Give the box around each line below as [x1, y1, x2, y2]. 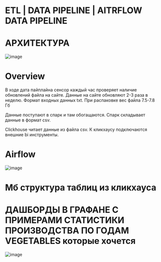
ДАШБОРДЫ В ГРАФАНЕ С [5, 204, 119, 216]
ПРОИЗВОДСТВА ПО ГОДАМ [5, 225, 129, 236]
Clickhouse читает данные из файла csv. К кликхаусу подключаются [5, 127, 147, 133]
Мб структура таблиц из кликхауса [5, 182, 157, 193]
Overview [5, 71, 45, 82]
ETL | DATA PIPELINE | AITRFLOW [5, 5, 143, 16]
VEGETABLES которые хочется [5, 236, 136, 246]
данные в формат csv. [5, 117, 51, 123]
